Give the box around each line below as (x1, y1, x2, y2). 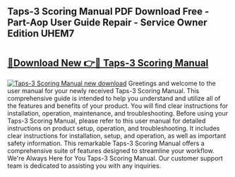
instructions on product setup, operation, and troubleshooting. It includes (7, 124, 220, 133)
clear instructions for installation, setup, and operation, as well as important (7, 132, 227, 140)
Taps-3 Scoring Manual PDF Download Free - (7, 6, 210, 18)
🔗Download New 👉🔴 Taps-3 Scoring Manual (7, 56, 209, 69)
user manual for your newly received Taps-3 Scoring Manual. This (7, 87, 200, 94)
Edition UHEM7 (7, 28, 75, 39)
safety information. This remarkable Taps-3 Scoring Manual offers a (7, 139, 205, 147)
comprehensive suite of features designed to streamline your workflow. (7, 147, 215, 154)
